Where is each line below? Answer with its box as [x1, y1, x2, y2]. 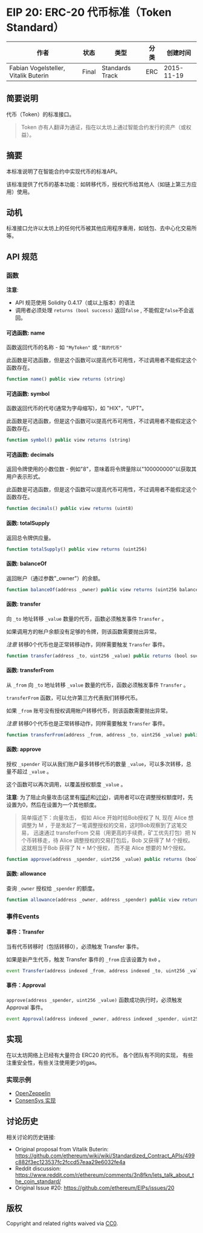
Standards [101, 64, 131, 72]
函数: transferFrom [6, 667, 54, 674]
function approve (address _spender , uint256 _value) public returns [6, 856, 182, 862]
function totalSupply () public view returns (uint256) [6, 546, 147, 552]
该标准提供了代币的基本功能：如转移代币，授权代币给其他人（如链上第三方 [6, 180, 192, 188]
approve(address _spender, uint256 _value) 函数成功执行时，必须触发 [6, 996, 182, 1003]
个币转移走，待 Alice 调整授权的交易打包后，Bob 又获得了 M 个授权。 [21, 836, 193, 844]
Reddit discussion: [14, 1165, 62, 1172]
